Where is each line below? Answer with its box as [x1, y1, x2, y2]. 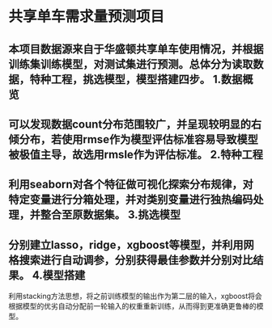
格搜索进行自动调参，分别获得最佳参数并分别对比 [8, 253, 253, 267]
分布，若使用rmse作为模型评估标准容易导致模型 [19, 132, 259, 146]
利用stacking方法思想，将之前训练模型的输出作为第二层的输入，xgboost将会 [8, 292, 263, 301]
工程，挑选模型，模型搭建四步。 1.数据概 [50, 72, 253, 86]
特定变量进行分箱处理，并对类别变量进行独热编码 [8, 193, 253, 207]
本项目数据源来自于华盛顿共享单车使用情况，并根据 [8, 42, 264, 56]
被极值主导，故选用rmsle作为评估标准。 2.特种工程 [8, 147, 264, 162]
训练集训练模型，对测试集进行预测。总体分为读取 [8, 57, 253, 71]
